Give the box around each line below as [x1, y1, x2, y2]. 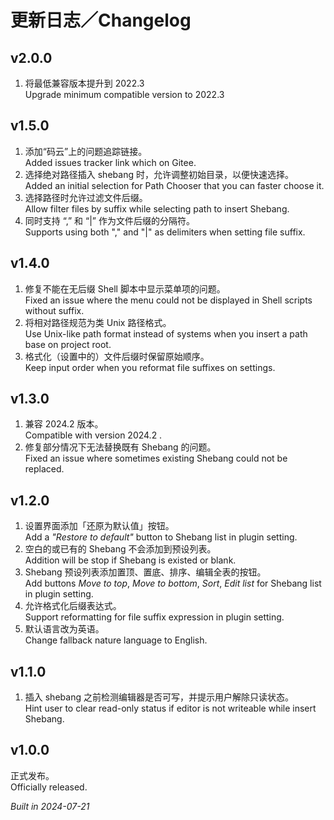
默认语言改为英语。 [24, 623, 105, 635]
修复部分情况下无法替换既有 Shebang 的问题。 [24, 441, 217, 453]
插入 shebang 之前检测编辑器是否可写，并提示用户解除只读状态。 [24, 691, 294, 703]
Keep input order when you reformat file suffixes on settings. [24, 361, 276, 373]
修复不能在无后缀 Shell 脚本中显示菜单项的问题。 [24, 282, 226, 295]
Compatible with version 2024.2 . [24, 429, 163, 441]
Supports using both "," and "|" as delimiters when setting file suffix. [24, 226, 306, 238]
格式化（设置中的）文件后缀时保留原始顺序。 [24, 350, 210, 362]
